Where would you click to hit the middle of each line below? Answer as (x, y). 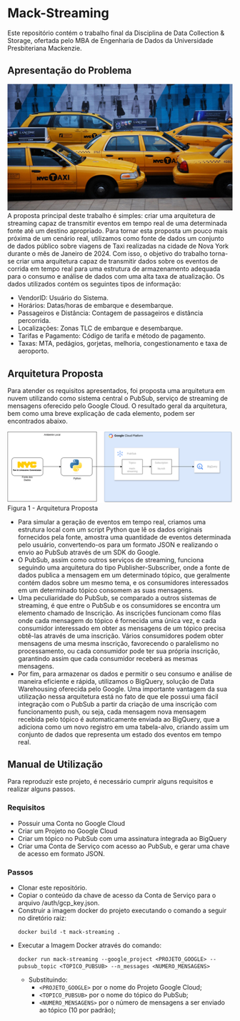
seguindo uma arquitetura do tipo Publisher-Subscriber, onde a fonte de (124, 567)
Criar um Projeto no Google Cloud (67, 831)
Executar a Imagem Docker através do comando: (90, 945)
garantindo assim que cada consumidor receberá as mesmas (108, 658)
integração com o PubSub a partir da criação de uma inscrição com (117, 704)
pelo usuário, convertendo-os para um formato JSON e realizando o (118, 544)
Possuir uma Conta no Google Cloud (71, 823)
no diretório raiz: (42, 918)
